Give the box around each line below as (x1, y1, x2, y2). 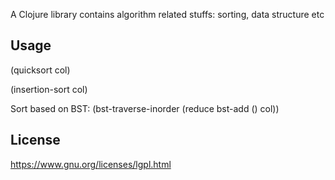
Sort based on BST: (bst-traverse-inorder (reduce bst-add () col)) (10, 102, 280, 114)
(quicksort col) (10, 64, 71, 76)
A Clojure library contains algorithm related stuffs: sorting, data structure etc (10, 9, 325, 20)
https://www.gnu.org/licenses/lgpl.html (10, 158, 172, 170)
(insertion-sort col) (10, 83, 88, 95)
